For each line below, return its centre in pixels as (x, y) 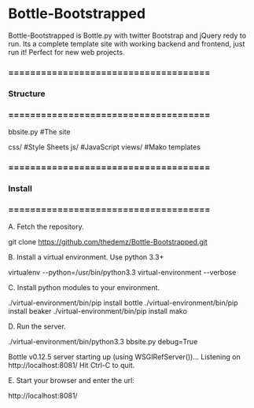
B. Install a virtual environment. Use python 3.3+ (86, 257)
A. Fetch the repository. (46, 227)
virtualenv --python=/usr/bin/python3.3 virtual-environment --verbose (122, 273)
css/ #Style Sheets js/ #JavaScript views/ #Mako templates (104, 147)
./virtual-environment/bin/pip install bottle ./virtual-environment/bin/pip (123, 303)
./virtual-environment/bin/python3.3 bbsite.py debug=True (103, 342)
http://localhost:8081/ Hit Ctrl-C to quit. (72, 366)
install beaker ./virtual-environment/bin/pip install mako (98, 311)
